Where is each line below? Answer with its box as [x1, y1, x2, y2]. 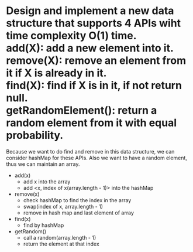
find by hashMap [23, 222, 64, 229]
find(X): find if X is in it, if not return [6, 79, 182, 92]
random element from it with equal [6, 116, 177, 130]
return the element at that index [23, 240, 99, 247]
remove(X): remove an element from [6, 54, 186, 67]
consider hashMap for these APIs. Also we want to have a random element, [6, 154, 187, 161]
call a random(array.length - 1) [23, 234, 96, 241]
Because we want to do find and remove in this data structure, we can [6, 148, 175, 155]
